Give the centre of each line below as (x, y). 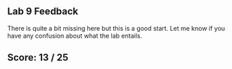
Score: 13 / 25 (38, 58)
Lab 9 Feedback (43, 11)
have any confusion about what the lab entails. (75, 36)
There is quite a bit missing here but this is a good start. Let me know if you (116, 28)
